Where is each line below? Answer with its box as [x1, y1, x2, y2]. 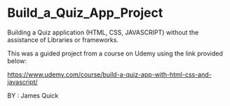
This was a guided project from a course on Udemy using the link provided [7, 49, 223, 58]
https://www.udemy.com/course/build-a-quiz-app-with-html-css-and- [7, 70, 212, 79]
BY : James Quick [7, 91, 59, 100]
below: [7, 56, 27, 65]
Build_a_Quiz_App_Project [7, 5, 163, 21]
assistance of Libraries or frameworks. [7, 35, 119, 44]
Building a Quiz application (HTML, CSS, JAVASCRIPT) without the [7, 28, 199, 37]
